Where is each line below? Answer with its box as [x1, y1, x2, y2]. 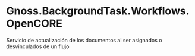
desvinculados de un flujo [6, 43, 70, 50]
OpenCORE [6, 17, 63, 30]
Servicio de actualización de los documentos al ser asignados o [6, 36, 162, 43]
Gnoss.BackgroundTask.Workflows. [6, 4, 190, 18]
